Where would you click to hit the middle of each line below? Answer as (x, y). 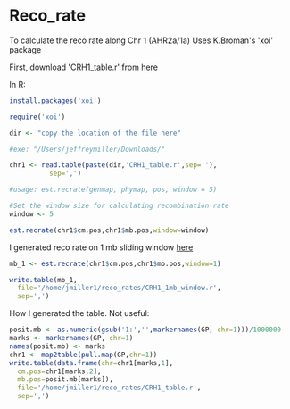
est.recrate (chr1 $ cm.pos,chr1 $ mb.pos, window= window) (109, 230)
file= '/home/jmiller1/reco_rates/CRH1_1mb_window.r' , (119, 288)
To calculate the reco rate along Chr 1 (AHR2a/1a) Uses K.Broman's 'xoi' (141, 40)
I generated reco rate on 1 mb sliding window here (101, 247)
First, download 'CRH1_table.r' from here (84, 67)
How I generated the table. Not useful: (79, 313)
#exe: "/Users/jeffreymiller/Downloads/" (87, 149)
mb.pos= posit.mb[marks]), (66, 380)
